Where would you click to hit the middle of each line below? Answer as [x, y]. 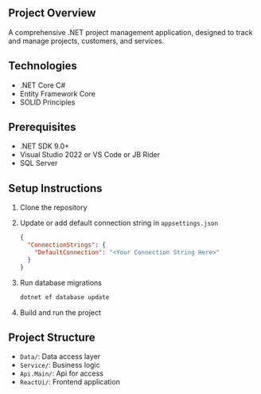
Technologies [43, 66]
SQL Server [39, 164]
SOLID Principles [47, 102]
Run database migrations [60, 282]
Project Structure [52, 337]
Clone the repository [53, 207]
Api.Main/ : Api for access [61, 373]
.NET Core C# [43, 85]
